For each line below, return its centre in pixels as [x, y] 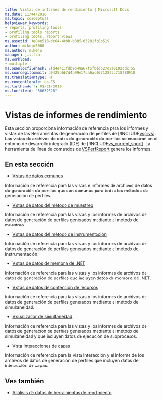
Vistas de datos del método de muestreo [53, 205]
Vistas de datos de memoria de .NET [49, 263]
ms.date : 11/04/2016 [26, 14]
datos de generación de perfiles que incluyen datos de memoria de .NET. [78, 278]
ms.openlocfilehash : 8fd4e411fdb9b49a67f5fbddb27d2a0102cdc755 [70, 69]
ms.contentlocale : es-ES [30, 82]
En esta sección [30, 164]
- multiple [16, 64]
